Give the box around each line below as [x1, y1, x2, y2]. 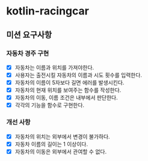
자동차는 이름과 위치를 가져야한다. [14, 64, 94, 71]
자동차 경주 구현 [6, 49, 49, 58]
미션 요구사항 [6, 29, 52, 40]
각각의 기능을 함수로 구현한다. [14, 102, 85, 109]
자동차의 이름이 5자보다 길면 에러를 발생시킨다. [14, 79, 125, 86]
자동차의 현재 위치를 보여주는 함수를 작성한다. [14, 87, 122, 94]
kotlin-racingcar [6, 4, 89, 18]
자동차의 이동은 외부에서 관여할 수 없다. [14, 148, 107, 155]
